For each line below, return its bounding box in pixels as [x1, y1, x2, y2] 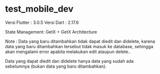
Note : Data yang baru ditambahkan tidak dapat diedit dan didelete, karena [5, 38, 156, 44]
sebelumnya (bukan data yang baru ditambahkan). [5, 63, 107, 69]
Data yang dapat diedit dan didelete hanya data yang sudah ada [5, 58, 134, 64]
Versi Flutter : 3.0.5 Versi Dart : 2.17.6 [5, 19, 79, 25]
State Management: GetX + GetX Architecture [5, 29, 97, 35]
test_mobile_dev [5, 3, 74, 15]
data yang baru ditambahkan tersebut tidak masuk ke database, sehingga [5, 43, 153, 49]
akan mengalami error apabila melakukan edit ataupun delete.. [5, 49, 131, 55]
